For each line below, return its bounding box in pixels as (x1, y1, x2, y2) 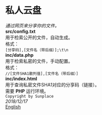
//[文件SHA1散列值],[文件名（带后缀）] (5, 71, 78, 76)
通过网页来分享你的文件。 (5, 22, 59, 29)
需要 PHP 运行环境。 (5, 88, 49, 94)
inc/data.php (5, 52, 34, 58)
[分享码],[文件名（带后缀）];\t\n (5, 47, 69, 53)
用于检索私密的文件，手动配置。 (5, 58, 73, 64)
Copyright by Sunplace (5, 94, 54, 99)
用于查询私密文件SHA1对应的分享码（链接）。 (5, 81, 100, 87)
